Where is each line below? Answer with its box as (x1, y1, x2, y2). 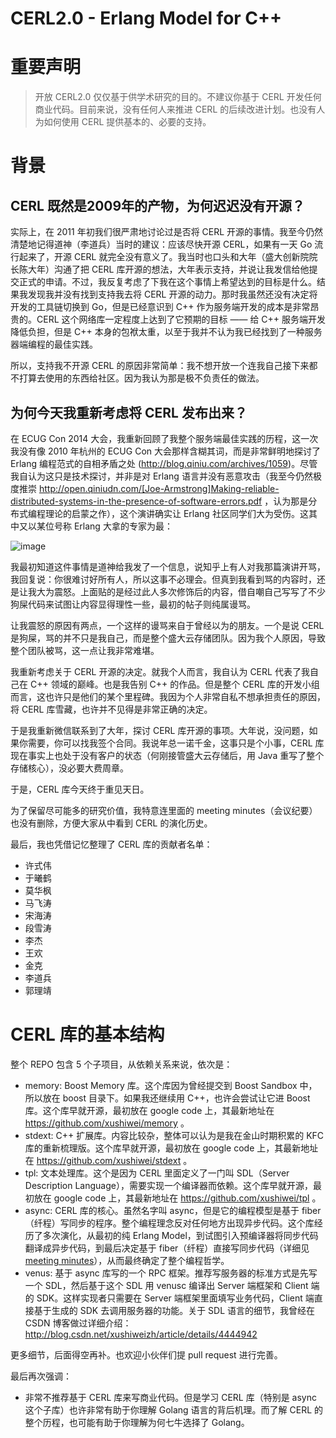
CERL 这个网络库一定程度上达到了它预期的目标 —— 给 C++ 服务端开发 (36, 313, 327, 326)
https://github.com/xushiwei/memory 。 (24, 1117, 190, 1129)
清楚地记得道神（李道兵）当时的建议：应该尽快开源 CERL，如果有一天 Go (10, 238, 313, 251)
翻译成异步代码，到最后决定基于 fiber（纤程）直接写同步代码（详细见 (24, 1242, 310, 1254)
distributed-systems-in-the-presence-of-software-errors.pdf (10, 495, 263, 507)
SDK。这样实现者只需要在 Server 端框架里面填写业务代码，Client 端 (36, 1292, 315, 1304)
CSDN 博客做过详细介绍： (24, 1317, 132, 1329)
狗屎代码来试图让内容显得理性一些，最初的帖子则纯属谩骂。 (10, 598, 256, 610)
